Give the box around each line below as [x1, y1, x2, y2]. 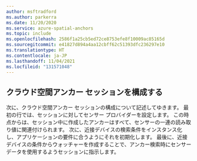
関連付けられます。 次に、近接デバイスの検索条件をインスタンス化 [21, 126, 183, 133]
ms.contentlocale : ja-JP [6, 53, 67, 59]
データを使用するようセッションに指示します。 [6, 149, 120, 156]
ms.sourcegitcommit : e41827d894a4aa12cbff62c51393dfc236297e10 [6, 42, 165, 48]
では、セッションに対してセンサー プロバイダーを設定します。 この [21, 111, 184, 118]
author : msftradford [6, 8, 57, 15]
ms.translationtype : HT [6, 47, 65, 53]
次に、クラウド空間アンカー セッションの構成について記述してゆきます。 [6, 104, 182, 111]
